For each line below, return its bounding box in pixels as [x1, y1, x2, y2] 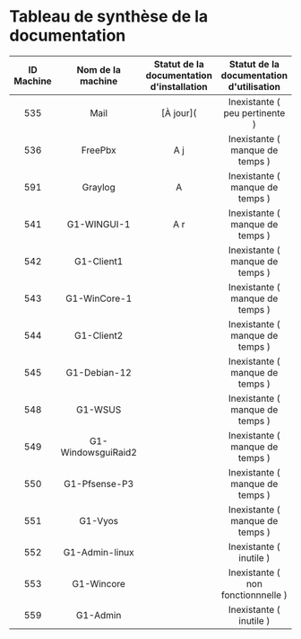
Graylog [82, 181, 116, 193]
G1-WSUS [75, 403, 122, 415]
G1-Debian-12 [65, 366, 132, 378]
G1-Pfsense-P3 [64, 477, 134, 490]
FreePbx [81, 144, 116, 156]
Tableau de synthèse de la [9, 6, 209, 27]
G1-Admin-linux [63, 546, 134, 558]
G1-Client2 [74, 329, 124, 342]
